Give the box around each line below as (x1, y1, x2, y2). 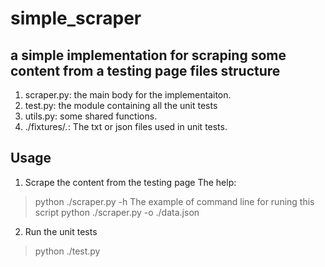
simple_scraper (10, 7, 142, 30)
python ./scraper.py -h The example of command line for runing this (34, 195, 315, 207)
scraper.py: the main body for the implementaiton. (24, 89, 232, 101)
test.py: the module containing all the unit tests (24, 100, 218, 111)
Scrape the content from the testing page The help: (24, 176, 237, 188)
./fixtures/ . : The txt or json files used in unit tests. (24, 121, 228, 132)
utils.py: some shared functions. (24, 110, 158, 122)
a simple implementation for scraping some (10, 47, 287, 64)
